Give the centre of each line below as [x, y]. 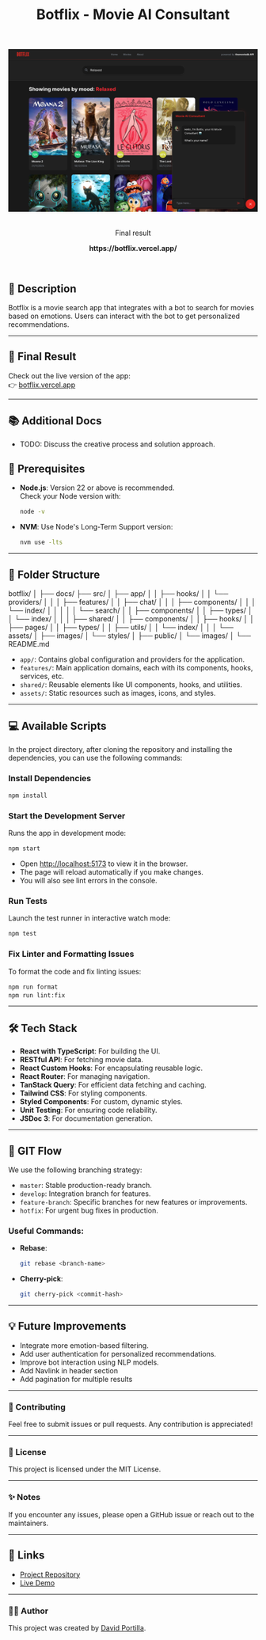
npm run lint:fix [37, 995]
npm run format [33, 987]
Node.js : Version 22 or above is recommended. [97, 488]
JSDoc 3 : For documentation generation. [86, 1118]
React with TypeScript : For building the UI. [90, 1051]
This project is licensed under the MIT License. [85, 1469]
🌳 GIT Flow [35, 1150]
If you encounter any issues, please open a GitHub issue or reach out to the [131, 1514]
